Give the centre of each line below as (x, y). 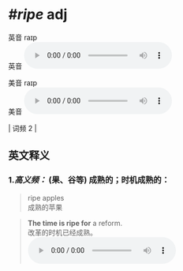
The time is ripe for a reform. (75, 223)
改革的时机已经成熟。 (62, 232)
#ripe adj (38, 15)
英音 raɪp (23, 37)
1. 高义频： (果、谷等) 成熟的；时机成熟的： (89, 180)
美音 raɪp (23, 83)
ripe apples (46, 198)
